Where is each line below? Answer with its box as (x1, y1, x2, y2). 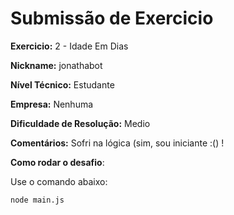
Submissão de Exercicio (10, 7, 214, 30)
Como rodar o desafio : (10, 156, 105, 168)
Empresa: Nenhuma (10, 98, 94, 110)
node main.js (10, 195, 65, 205)
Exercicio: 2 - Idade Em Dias (10, 40, 129, 52)
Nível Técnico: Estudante (10, 78, 115, 91)
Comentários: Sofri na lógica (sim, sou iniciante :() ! (10, 137, 225, 149)
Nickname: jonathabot (10, 59, 103, 71)
